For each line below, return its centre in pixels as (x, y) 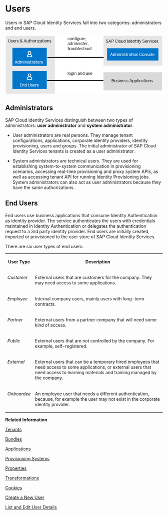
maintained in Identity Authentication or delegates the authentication (76, 226)
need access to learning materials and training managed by (95, 373)
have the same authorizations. (43, 187)
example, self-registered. (61, 346)
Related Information (26, 420)
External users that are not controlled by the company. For (94, 341)
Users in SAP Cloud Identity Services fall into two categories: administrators (83, 23)
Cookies (14, 488)
